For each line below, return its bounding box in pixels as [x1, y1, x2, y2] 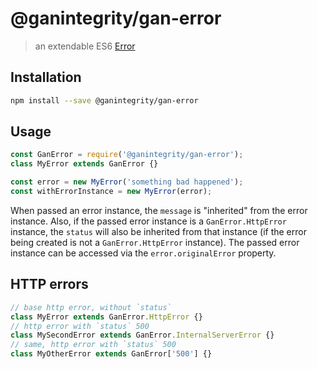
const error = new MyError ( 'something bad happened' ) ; [10, 177, 244, 187]
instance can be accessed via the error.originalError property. [10, 247, 277, 259]
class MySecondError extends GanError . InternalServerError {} [10, 330, 275, 341]
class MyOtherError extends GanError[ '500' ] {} [10, 349, 213, 359]
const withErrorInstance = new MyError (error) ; [10, 187, 213, 197]
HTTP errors [10, 276, 89, 293]
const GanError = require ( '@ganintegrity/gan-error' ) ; [10, 150, 244, 160]
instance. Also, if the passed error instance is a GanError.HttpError [10, 215, 287, 227]
